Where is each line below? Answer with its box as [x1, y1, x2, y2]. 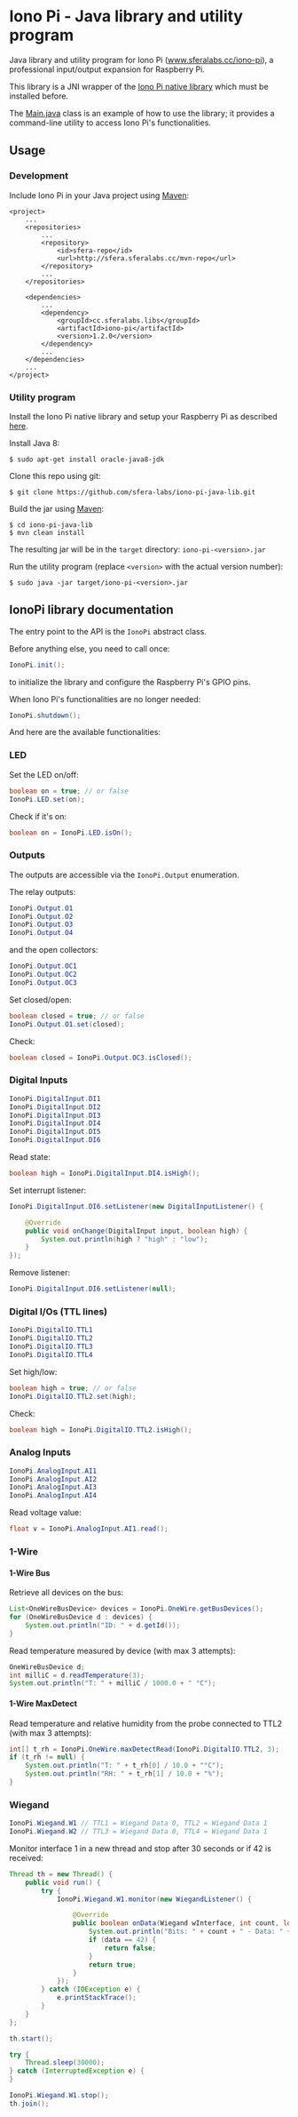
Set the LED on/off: [9, 769, 79, 779]
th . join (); [9, 2099, 50, 2108]
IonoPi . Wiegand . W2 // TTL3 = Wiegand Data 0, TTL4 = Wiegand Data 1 [9, 1827, 268, 1836]
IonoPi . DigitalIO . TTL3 [9, 1342, 93, 1352]
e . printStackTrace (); [56, 1993, 137, 2002]
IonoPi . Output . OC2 [9, 971, 77, 979]
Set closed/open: [9, 994, 73, 1005]
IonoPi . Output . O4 [9, 929, 74, 938]
